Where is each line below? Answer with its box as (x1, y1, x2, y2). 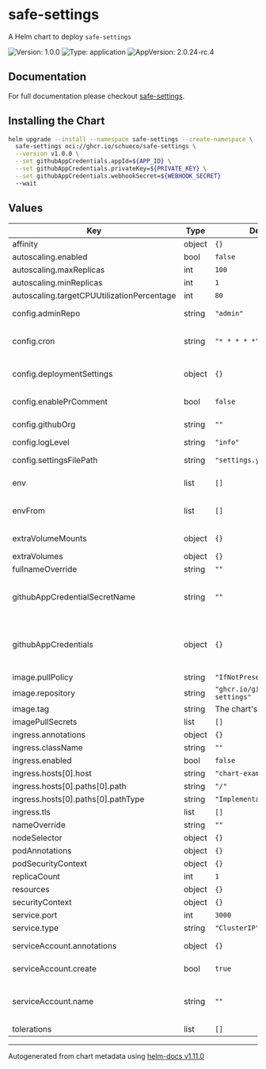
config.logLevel (12, 436, 70, 447)
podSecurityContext (12, 858, 88, 869)
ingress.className (12, 741, 83, 753)
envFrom (12, 505, 45, 516)
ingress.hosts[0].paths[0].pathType (12, 793, 145, 804)
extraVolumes (12, 550, 63, 561)
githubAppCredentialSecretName (12, 591, 136, 602)
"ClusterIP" (215, 923, 260, 933)
